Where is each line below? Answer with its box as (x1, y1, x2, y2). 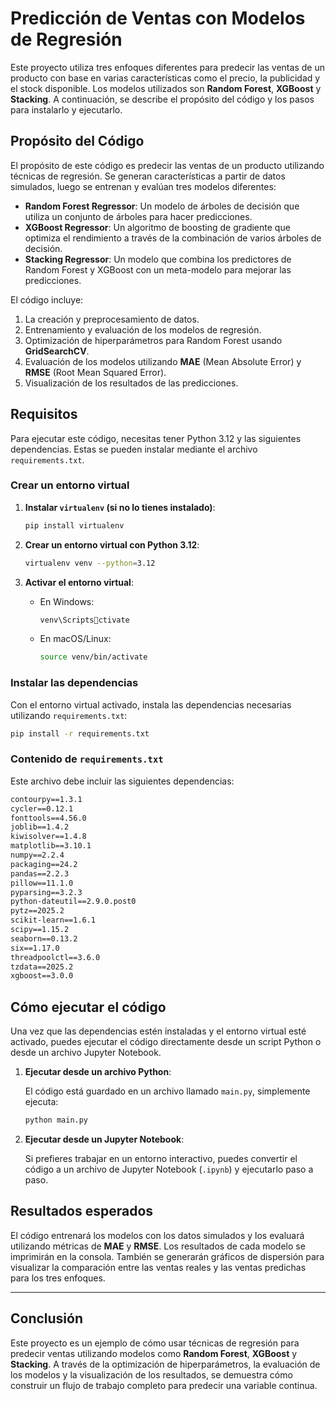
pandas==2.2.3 (10, 868, 70, 879)
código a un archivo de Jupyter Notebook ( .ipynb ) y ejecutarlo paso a (24, 1163, 314, 1176)
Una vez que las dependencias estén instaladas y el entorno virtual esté (10, 1025, 307, 1037)
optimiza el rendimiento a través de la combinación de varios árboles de (24, 232, 322, 244)
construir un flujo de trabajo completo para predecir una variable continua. (10, 1379, 318, 1391)
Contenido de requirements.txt (10, 752, 164, 766)
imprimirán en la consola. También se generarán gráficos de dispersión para (10, 1250, 325, 1262)
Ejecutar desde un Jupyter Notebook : (24, 1133, 185, 1146)
